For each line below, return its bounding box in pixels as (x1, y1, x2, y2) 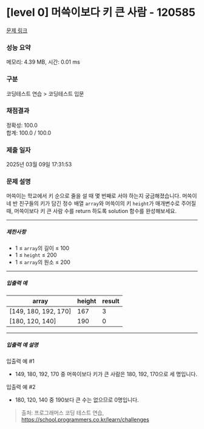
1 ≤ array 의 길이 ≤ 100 (15, 245, 70, 252)
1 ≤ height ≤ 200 (15, 251, 57, 258)
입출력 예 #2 (6, 383, 36, 391)
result (102, 297, 120, 305)
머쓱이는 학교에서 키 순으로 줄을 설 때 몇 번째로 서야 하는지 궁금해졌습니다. (6, 192, 181, 200)
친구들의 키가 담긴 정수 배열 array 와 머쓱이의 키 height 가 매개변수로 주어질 (19, 200, 196, 207)
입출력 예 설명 (6, 341, 38, 348)
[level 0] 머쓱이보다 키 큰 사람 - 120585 (6, 5, 195, 19)
